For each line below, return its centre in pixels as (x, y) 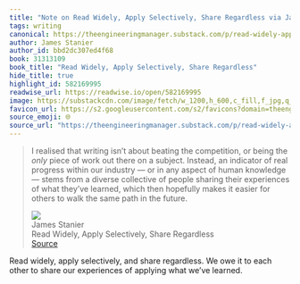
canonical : (29, 34)
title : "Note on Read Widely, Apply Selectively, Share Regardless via (145, 17)
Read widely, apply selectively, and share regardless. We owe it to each (141, 261)
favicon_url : (33, 109)
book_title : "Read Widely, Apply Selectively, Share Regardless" (133, 68)
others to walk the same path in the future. (109, 198)
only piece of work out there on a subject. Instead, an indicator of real (159, 160)
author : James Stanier (51, 42)
